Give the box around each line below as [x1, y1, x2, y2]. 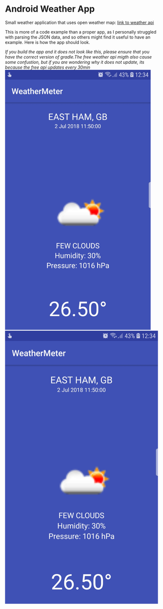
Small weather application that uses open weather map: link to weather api [5, 20, 154, 25]
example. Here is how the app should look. [5, 39, 90, 45]
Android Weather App [5, 3, 95, 15]
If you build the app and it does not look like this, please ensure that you [5, 49, 149, 55]
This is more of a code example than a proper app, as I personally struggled [5, 29, 157, 35]
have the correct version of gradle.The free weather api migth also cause [5, 54, 152, 59]
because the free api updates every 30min [5, 64, 91, 70]
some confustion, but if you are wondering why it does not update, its [5, 59, 145, 65]
